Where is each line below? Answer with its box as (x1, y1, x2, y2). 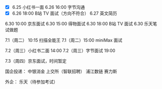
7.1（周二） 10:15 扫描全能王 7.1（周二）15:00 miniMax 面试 (5, 37, 122, 43)
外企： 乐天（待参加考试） (5, 79, 58, 85)
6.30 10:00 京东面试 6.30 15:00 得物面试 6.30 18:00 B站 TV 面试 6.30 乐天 (5, 21, 153, 27)
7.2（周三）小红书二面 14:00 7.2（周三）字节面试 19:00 (5, 48, 116, 54)
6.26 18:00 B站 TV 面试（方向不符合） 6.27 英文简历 (12, 10, 117, 16)
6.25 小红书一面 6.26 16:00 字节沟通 (12, 4, 85, 10)
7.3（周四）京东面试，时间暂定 (5, 58, 67, 64)
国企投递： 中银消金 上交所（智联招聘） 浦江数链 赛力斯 (5, 68, 117, 74)
